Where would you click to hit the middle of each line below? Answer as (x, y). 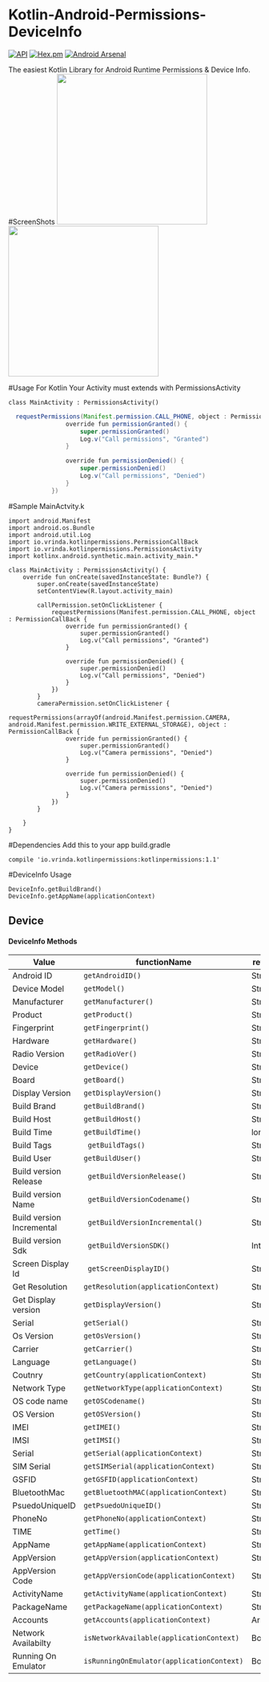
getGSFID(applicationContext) (141, 1480)
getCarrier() (108, 1349)
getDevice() (106, 1067)
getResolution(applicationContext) (151, 1287)
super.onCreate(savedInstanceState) (98, 584)
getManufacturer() (118, 1002)
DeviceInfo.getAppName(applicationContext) (82, 896)
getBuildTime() (112, 1132)
